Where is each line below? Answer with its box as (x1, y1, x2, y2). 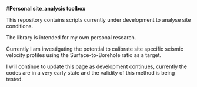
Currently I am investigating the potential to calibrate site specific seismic (6, 45, 183, 52)
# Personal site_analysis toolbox (6, 5, 86, 12)
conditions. (6, 23, 34, 29)
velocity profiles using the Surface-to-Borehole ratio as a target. (6, 52, 162, 58)
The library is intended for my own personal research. (6, 34, 136, 41)
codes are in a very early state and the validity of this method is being (6, 69, 175, 76)
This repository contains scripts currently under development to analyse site (6, 16, 191, 23)
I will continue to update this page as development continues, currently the (6, 63, 187, 70)
